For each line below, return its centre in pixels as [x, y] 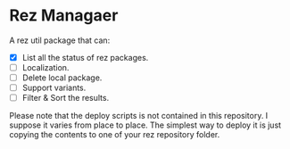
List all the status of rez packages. [85, 57]
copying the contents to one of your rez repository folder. [115, 135]
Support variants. [54, 88]
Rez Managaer [64, 16]
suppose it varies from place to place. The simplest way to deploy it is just [145, 125]
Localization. [46, 67]
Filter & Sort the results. [66, 98]
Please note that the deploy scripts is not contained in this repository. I [139, 116]
